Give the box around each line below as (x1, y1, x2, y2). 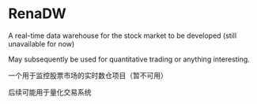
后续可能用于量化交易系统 (8, 87, 92, 97)
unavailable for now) (8, 39, 75, 48)
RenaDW (8, 5, 67, 23)
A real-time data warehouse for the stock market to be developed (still (8, 31, 237, 40)
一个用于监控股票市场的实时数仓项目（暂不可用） (8, 70, 168, 80)
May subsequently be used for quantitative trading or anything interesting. (8, 54, 251, 64)
